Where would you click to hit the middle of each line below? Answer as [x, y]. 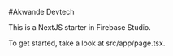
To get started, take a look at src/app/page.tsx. [87, 43]
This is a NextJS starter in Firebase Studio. [80, 27]
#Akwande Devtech [41, 12]
